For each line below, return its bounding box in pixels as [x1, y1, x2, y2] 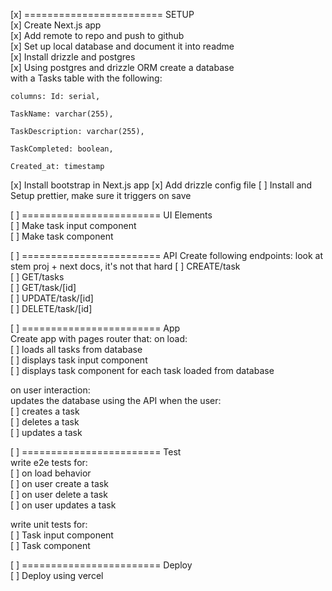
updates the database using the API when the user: [10, 395, 222, 406]
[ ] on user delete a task [10, 489, 108, 500]
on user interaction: [10, 384, 91, 396]
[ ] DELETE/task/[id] [10, 303, 93, 314]
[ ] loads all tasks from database [10, 344, 143, 355]
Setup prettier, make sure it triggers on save [10, 190, 192, 201]
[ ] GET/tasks [10, 271, 65, 283]
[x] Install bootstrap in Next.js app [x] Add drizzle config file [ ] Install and [10, 179, 313, 191]
